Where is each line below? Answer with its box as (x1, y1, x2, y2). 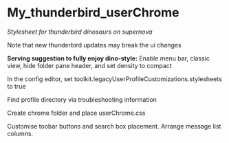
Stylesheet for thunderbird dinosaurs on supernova (7, 27, 153, 36)
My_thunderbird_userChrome (7, 5, 180, 21)
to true (7, 82, 26, 90)
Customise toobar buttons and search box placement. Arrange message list (7, 122, 221, 130)
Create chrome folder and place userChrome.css (7, 109, 146, 117)
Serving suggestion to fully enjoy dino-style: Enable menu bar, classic (7, 54, 210, 63)
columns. (7, 129, 34, 137)
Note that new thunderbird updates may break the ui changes (7, 41, 182, 49)
